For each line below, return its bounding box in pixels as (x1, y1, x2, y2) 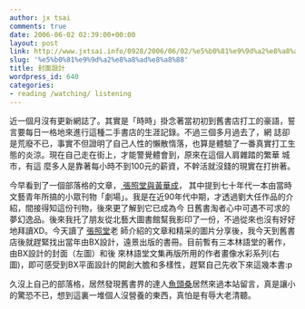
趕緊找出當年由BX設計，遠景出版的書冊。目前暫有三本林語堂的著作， (33, 237, 290, 247)
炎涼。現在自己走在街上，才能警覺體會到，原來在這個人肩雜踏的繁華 (25, 149, 280, 159)
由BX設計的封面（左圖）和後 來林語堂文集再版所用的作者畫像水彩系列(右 (9, 247, 280, 258)
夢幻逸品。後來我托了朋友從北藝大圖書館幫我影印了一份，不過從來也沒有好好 (9, 214, 296, 225)
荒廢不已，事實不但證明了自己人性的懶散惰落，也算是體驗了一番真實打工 (16, 138, 288, 149)
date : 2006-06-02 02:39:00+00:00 (9, 30, 136, 39)
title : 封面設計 (9, 64, 65, 73)
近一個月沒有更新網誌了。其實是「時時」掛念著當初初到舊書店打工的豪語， (9, 115, 288, 126)
